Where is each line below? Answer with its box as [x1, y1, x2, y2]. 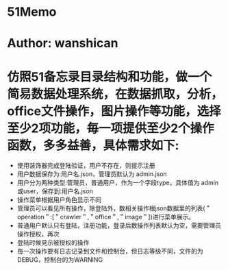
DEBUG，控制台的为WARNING [16, 256, 103, 264]
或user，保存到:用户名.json [16, 187, 94, 195]
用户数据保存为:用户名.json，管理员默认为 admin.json [16, 170, 168, 178]
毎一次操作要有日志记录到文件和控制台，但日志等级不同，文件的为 [16, 247, 203, 256]
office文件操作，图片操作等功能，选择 [7, 103, 221, 119]
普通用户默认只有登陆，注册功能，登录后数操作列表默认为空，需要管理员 [16, 221, 221, 230]
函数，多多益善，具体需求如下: [7, 138, 179, 153]
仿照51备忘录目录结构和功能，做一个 [7, 69, 212, 84]
